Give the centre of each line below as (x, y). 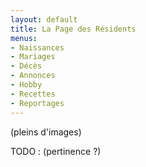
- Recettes (33, 94)
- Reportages (37, 103)
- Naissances (37, 47)
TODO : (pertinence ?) (56, 151)
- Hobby (26, 85)
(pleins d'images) (46, 132)
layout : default (44, 19)
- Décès (26, 66)
